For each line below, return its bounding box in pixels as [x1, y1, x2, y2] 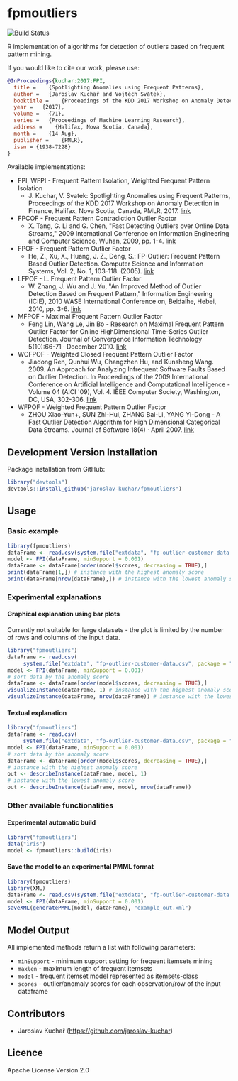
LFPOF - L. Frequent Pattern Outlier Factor [17, 275, 142, 283]
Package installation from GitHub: [7, 465, 106, 474]
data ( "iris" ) [7, 840, 46, 848]
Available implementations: [7, 163, 86, 171]
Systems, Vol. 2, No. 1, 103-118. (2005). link [28, 267, 154, 276]
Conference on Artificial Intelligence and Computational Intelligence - [28, 380, 230, 389]
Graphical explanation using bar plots [7, 609, 120, 619]
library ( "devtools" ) [7, 479, 69, 486]
